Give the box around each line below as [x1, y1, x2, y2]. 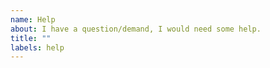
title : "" [10, 33, 52, 43]
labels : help [10, 42, 65, 53]
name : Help [10, 14, 56, 25]
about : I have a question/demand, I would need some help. [10, 24, 262, 34]
